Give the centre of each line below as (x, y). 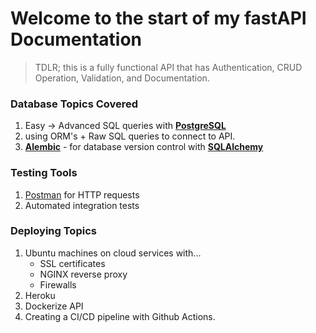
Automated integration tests (82, 205)
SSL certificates (72, 263)
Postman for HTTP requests (82, 194)
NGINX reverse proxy (83, 274)
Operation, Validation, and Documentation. (122, 78)
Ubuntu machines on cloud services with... (113, 253)
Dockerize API (54, 306)
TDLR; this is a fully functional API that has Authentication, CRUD (168, 67)
